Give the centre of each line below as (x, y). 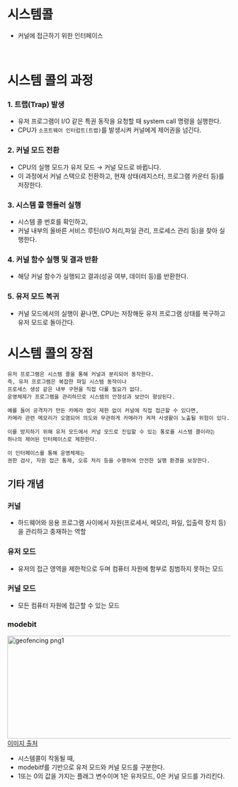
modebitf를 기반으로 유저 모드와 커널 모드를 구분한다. (91, 767)
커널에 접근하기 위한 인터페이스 (60, 35)
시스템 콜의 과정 (50, 80)
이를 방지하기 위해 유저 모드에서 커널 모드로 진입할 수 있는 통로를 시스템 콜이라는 (111, 432)
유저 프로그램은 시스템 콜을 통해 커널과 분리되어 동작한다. (81, 374)
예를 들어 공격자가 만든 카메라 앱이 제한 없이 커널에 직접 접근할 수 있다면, (103, 411)
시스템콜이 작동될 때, (46, 759)
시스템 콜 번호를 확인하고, (53, 222)
